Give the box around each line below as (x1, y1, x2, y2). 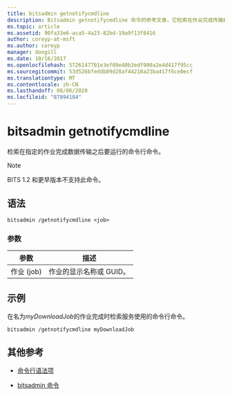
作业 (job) (10, 267, 43, 277)
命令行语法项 (17, 366, 54, 375)
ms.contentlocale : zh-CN (7, 81, 79, 88)
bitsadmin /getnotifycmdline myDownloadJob (7, 326, 135, 333)
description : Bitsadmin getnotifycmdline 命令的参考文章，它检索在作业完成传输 (7, 17, 224, 24)
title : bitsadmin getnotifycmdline (7, 10, 110, 17)
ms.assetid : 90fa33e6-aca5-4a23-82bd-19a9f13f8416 (7, 29, 156, 37)
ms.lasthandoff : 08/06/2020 (7, 87, 88, 94)
